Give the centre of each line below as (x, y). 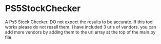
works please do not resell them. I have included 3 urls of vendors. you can (81, 27)
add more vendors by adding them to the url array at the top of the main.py (80, 32)
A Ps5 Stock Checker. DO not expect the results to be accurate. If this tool (79, 22)
